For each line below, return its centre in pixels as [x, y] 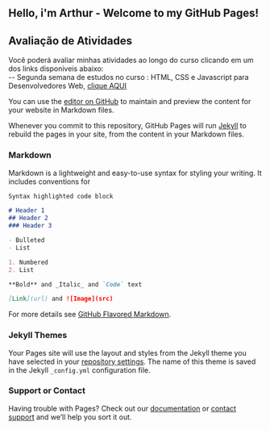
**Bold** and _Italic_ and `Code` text [75, 284]
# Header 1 [27, 211]
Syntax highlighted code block [61, 196]
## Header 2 [28, 218]
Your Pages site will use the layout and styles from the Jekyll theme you [128, 353]
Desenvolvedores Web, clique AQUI [68, 86]
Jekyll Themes [38, 336]
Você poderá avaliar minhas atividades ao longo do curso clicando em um [131, 61]
